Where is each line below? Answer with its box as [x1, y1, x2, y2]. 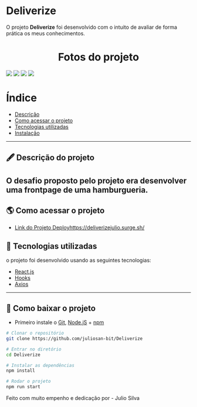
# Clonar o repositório [6, 331, 64, 336]
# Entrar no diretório [6, 346, 62, 352]
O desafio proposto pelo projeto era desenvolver [6, 175, 187, 186]
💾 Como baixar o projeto [6, 303, 96, 313]
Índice [6, 91, 37, 105]
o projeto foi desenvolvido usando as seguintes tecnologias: [6, 257, 151, 264]
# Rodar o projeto [6, 378, 51, 385]
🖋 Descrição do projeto [6, 153, 95, 163]
